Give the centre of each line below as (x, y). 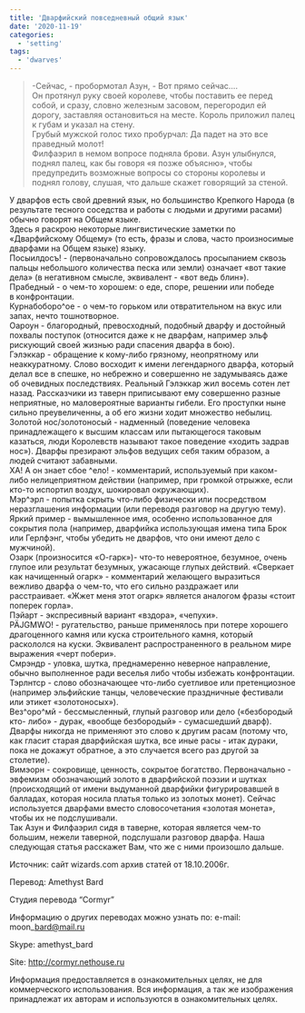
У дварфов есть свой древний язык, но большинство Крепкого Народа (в (152, 200)
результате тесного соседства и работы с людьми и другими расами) (146, 209)
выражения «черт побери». (63, 654)
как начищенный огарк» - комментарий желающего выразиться (135, 576)
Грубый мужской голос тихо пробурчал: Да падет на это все (150, 134)
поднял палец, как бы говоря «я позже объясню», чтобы (142, 163)
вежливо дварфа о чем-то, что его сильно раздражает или (124, 586)
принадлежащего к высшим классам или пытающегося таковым (135, 432)
